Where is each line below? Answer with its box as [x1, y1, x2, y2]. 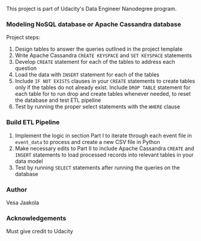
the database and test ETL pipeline [14, 96, 101, 104]
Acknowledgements [6, 214, 67, 222]
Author [6, 185, 28, 193]
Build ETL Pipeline [6, 118, 60, 127]
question [14, 64, 37, 72]
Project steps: [6, 34, 41, 41]
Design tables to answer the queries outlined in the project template [14, 45, 183, 53]
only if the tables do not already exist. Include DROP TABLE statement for [14, 84, 191, 91]
